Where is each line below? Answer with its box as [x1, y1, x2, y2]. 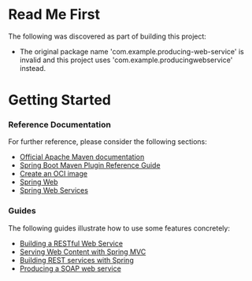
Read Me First [8, 6, 101, 24]
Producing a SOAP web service [19, 264, 122, 273]
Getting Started [8, 91, 112, 109]
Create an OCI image [19, 169, 88, 179]
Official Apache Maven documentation [19, 152, 145, 162]
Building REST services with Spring [19, 255, 134, 264]
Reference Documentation [8, 120, 112, 131]
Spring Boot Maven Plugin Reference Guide [19, 161, 161, 170]
